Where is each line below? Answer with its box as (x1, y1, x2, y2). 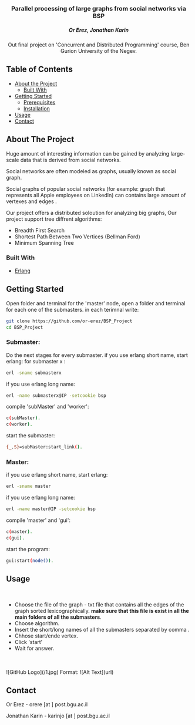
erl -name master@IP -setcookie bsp (6, 506, 96, 512)
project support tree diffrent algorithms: (6, 215, 102, 222)
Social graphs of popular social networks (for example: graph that (6, 185, 166, 192)
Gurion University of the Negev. (60, 47, 137, 54)
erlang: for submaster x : (6, 358, 66, 365)
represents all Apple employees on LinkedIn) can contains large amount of (6, 191, 186, 198)
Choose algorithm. (14, 619, 60, 626)
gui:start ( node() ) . (6, 558, 54, 564)
